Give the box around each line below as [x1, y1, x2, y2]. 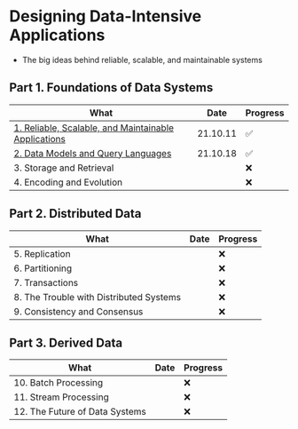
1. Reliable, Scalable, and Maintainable [13, 122, 175, 134]
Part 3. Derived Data [9, 335, 122, 350]
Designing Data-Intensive [9, 6, 202, 27]
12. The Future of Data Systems [13, 406, 146, 418]
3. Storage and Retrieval [13, 162, 114, 174]
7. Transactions [13, 276, 79, 289]
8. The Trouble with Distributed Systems [13, 290, 182, 303]
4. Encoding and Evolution [13, 176, 122, 188]
